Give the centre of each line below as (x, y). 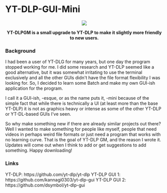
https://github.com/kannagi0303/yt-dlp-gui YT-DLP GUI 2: (66, 179)
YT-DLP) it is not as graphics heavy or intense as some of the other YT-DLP (83, 109)
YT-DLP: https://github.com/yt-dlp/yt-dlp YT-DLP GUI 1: (63, 174)
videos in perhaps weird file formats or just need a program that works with (83, 134)
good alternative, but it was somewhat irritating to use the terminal (74, 72)
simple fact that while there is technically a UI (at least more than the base (82, 103)
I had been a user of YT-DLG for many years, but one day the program (78, 62)
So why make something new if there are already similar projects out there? (83, 124)
